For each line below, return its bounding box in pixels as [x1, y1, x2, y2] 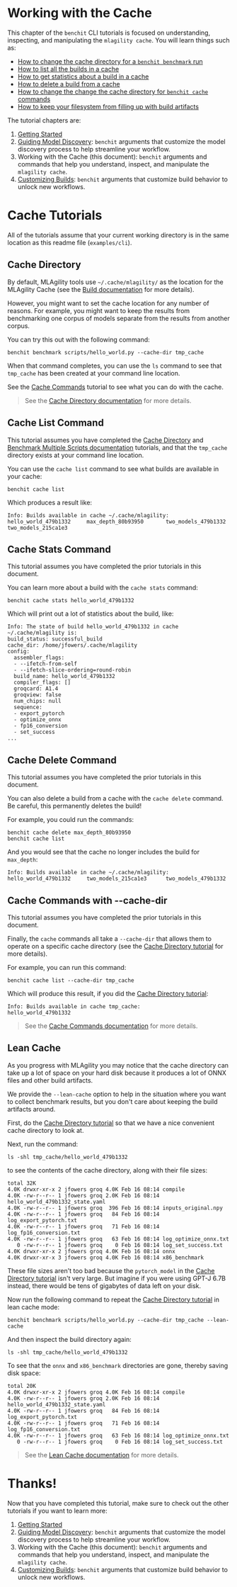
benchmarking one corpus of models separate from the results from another [7, 314, 230, 322]
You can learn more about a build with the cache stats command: [7, 583, 198, 592]
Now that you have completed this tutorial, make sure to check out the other [7, 1498, 229, 1507]
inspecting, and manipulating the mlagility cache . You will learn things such [7, 35, 230, 44]
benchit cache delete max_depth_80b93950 [7, 829, 132, 837]
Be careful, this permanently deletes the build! [7, 802, 142, 811]
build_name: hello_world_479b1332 [13, 673, 115, 680]
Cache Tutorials [7, 208, 103, 224]
